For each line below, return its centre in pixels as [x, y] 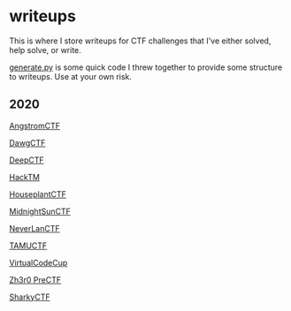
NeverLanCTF [34, 228]
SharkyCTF [30, 297]
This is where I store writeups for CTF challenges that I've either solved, [140, 41]
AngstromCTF [34, 125]
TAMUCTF [28, 246]
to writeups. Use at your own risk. [71, 76]
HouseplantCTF [38, 194]
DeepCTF [27, 160]
